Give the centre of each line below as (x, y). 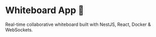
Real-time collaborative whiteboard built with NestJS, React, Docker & (78, 24)
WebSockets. (19, 29)
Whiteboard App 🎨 (45, 10)
